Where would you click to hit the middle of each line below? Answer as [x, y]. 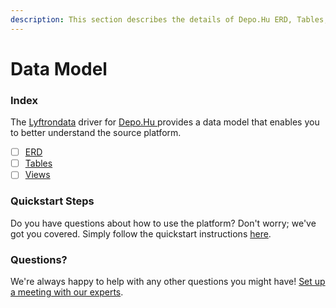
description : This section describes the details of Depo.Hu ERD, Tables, [169, 19]
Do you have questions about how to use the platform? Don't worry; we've [163, 223]
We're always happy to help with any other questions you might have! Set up [168, 281]
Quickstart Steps [52, 201]
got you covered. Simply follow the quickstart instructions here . [141, 233]
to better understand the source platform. [96, 133]
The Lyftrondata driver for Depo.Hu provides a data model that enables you [165, 122]
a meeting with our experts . [67, 292]
